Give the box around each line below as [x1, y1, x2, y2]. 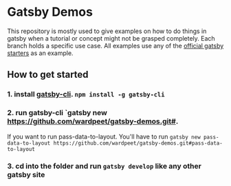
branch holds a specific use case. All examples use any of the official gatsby [7, 41, 224, 50]
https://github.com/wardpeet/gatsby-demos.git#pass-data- [53, 139, 223, 147]
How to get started [7, 69, 89, 81]
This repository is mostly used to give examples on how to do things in [7, 27, 207, 35]
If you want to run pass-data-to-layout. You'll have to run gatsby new [7, 132, 201, 141]
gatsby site [7, 170, 45, 180]
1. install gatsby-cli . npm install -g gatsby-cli [7, 90, 165, 99]
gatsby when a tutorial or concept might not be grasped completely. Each [7, 34, 215, 42]
